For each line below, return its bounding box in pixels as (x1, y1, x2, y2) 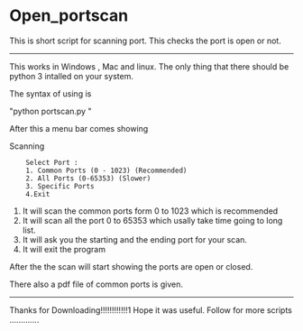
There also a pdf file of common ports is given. (9, 279, 183, 290)
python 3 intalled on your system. (9, 70, 133, 81)
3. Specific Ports (25, 181, 95, 190)
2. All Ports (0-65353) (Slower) (25, 173, 151, 183)
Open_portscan (9, 5, 129, 26)
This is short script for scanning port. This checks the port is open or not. (9, 35, 281, 46)
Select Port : (25, 158, 78, 167)
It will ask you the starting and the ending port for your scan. (22, 234, 248, 244)
